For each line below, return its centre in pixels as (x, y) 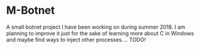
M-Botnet (31, 10)
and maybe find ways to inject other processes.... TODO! (76, 39)
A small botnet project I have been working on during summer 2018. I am (96, 27)
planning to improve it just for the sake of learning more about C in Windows (100, 33)
